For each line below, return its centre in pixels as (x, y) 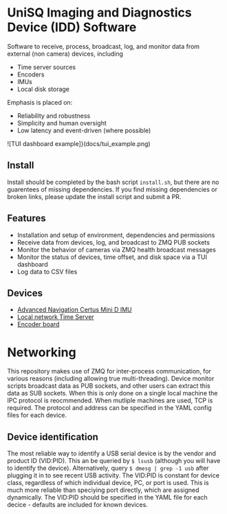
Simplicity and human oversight (62, 123)
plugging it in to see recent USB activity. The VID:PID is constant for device (113, 475)
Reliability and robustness (54, 116)
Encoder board (38, 325)
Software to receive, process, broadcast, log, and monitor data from (104, 46)
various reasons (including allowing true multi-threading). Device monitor (111, 379)
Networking (42, 352)
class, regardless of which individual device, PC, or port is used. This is (108, 483)
